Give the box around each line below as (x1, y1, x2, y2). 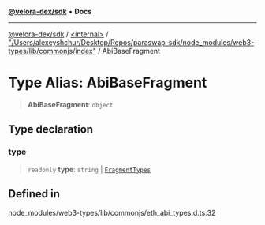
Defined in (8, 187, 61, 201)
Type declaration (8, 122, 93, 137)
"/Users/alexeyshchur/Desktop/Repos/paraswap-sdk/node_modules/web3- (8, 38, 255, 47)
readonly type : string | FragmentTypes (27, 164, 151, 174)
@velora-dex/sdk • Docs (8, 7, 92, 16)
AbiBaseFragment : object (27, 99, 114, 109)
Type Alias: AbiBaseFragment (8, 74, 207, 92)
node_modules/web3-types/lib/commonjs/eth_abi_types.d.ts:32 (8, 208, 216, 218)
